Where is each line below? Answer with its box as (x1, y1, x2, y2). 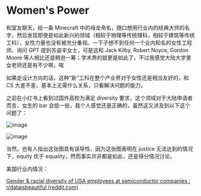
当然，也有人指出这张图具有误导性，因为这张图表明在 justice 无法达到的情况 (6, 145, 193, 152)
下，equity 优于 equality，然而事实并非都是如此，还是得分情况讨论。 (6, 152, 175, 160)
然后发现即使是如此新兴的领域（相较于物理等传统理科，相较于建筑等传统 (16, 31, 195, 39)
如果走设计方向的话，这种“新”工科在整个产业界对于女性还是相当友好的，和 (6, 74, 190, 81)
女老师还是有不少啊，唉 (6, 61, 64, 69)
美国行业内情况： (6, 165, 48, 172)
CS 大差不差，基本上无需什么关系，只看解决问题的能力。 (6, 81, 147, 88)
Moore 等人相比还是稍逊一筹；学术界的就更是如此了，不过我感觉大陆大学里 (6, 54, 191, 61)
